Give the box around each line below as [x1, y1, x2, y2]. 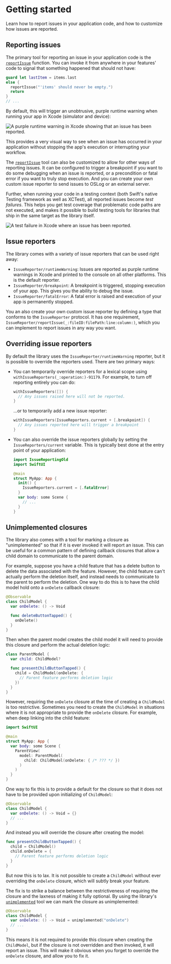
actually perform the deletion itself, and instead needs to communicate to [6, 574, 159, 580]
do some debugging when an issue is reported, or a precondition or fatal [6, 170, 158, 176]
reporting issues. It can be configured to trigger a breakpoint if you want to [6, 165, 163, 170]
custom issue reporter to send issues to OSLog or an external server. [6, 181, 151, 187]
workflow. [6, 150, 26, 155]
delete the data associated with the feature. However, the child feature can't [6, 568, 165, 575]
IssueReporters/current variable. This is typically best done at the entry [13, 441, 164, 448]
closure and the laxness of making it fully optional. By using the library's [6, 893, 157, 899]
